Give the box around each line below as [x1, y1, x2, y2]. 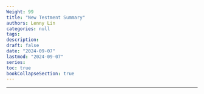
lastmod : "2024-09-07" [6, 54, 64, 60]
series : [6, 59, 26, 65]
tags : [6, 31, 20, 37]
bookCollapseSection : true [6, 70, 75, 77]
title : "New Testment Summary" [6, 14, 86, 20]
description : [6, 37, 39, 43]
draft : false [6, 43, 39, 49]
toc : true [6, 64, 32, 71]
